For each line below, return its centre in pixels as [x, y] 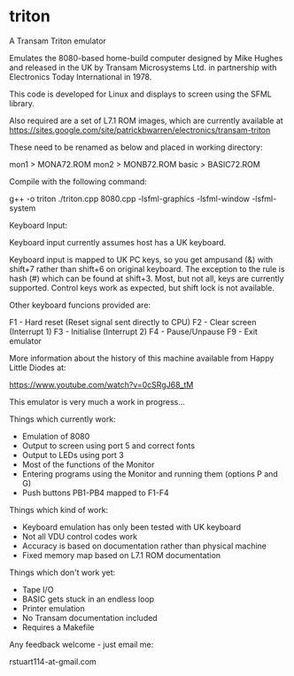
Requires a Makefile [58, 627]
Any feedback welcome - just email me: [81, 644]
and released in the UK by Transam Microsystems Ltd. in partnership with [143, 67]
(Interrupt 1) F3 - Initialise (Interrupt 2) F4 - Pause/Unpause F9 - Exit [134, 331]
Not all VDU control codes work [80, 536]
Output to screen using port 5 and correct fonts [108, 446]
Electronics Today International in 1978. [81, 76]
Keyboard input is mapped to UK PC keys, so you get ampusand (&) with [141, 260]
